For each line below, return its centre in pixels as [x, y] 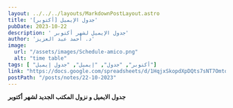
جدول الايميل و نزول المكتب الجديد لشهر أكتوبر [67, 97]
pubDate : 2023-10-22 [38, 26]
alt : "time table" [41, 58]
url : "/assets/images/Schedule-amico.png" [76, 52]
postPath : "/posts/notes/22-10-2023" [62, 77]
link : [16, 71]
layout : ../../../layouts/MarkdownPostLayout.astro [84, 13]
